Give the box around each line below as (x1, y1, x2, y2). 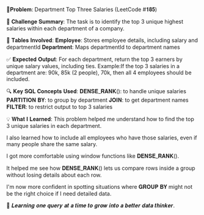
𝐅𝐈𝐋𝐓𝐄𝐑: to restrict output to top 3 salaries (6, 104, 113, 110)
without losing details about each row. (6, 171, 102, 178)
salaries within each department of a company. (6, 25, 125, 32)
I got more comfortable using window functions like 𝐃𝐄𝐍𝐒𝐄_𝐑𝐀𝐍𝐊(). (6, 152, 179, 160)
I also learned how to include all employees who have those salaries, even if (6, 134, 197, 141)
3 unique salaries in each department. (6, 122, 102, 129)
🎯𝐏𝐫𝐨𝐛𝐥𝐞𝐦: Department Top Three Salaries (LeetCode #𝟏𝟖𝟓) (6, 6, 158, 13)
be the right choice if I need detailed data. (6, 190, 112, 197)
